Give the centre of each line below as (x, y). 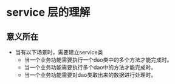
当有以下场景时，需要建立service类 (59, 52)
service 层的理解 (48, 12)
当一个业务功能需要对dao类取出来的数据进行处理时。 (90, 75)
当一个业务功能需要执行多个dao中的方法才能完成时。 (90, 67)
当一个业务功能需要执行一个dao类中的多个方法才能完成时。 (98, 60)
